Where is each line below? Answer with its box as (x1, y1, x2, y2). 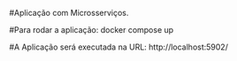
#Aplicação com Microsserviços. (9, 8, 129, 18)
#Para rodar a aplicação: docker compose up (9, 25, 174, 34)
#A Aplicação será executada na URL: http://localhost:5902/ (9, 42, 228, 52)
